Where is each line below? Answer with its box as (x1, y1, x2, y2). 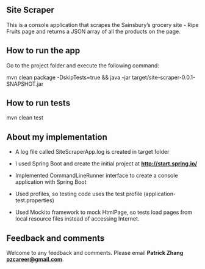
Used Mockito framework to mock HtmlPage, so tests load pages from (15, 208, 193, 216)
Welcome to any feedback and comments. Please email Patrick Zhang (6, 249, 184, 257)
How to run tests (6, 98, 71, 108)
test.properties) (15, 197, 55, 204)
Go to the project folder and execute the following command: (6, 61, 160, 69)
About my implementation (6, 132, 108, 142)
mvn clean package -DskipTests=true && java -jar (6, 74, 131, 81)
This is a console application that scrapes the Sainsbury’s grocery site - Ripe (6, 21, 199, 28)
